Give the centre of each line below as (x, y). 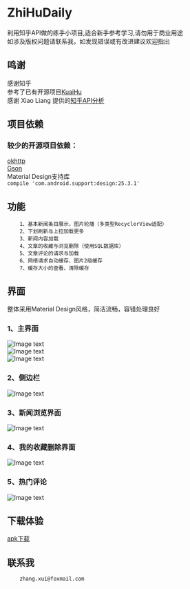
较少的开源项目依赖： (42, 146)
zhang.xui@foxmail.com (52, 579)
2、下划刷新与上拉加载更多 (52, 232)
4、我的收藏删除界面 (41, 447)
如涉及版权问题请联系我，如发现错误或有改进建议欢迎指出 (88, 41)
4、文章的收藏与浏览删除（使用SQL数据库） (72, 247)
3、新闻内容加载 (39, 239)
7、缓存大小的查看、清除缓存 (54, 268)
